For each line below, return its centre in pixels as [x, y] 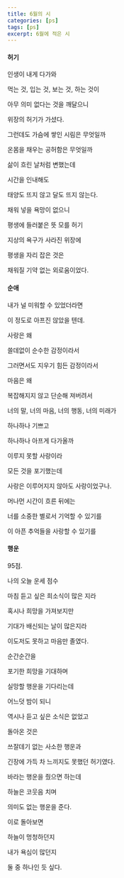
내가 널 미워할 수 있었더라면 [45, 305]
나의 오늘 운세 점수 [33, 580]
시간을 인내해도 [28, 180]
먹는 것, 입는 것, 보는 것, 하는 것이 [53, 89]
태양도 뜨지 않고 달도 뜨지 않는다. [53, 195]
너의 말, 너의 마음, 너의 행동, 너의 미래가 [62, 410]
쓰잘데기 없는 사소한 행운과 [44, 746]
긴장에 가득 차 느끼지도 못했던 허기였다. [61, 761]
